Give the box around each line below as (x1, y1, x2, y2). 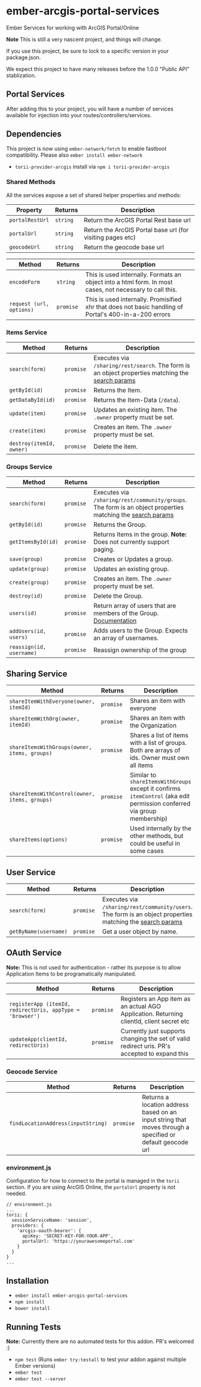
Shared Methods (6, 178, 56, 186)
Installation (6, 1275, 49, 1286)
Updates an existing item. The (93, 405, 178, 414)
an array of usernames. (93, 634, 159, 642)
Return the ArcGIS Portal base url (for (83, 225, 189, 234)
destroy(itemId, (9, 440, 56, 447)
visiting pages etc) (83, 233, 136, 241)
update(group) (9, 566, 50, 572)
